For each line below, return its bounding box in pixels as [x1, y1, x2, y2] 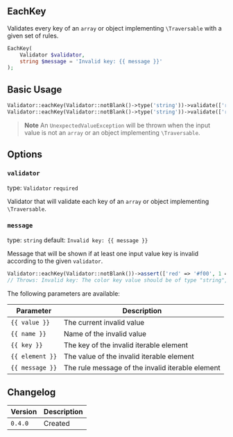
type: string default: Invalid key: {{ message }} [7, 236, 148, 244]
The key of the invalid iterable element [63, 340, 189, 350]
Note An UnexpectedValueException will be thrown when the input [24, 121, 211, 129]
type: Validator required [7, 184, 78, 192]
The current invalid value [63, 317, 145, 327]
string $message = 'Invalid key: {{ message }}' [19, 58, 163, 65]
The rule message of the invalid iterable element [63, 363, 221, 372]
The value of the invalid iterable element [63, 351, 194, 361]
